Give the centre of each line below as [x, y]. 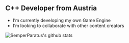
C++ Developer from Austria [51, 8]
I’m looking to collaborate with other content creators [68, 25]
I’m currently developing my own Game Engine [62, 20]
